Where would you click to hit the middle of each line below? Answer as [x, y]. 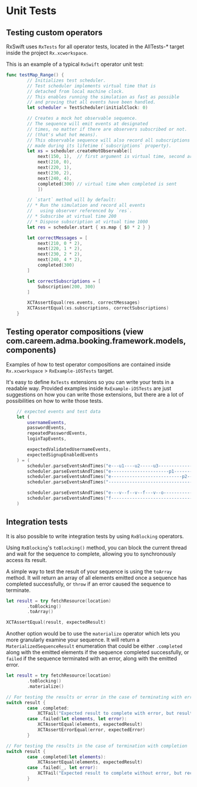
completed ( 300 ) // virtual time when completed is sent [107, 184]
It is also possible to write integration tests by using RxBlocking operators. [95, 536]
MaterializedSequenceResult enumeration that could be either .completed [94, 646]
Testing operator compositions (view [75, 332]
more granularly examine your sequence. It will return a [73, 640]
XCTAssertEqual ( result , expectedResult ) [56, 623]
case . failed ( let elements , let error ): [77, 719]
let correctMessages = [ [57, 238]
